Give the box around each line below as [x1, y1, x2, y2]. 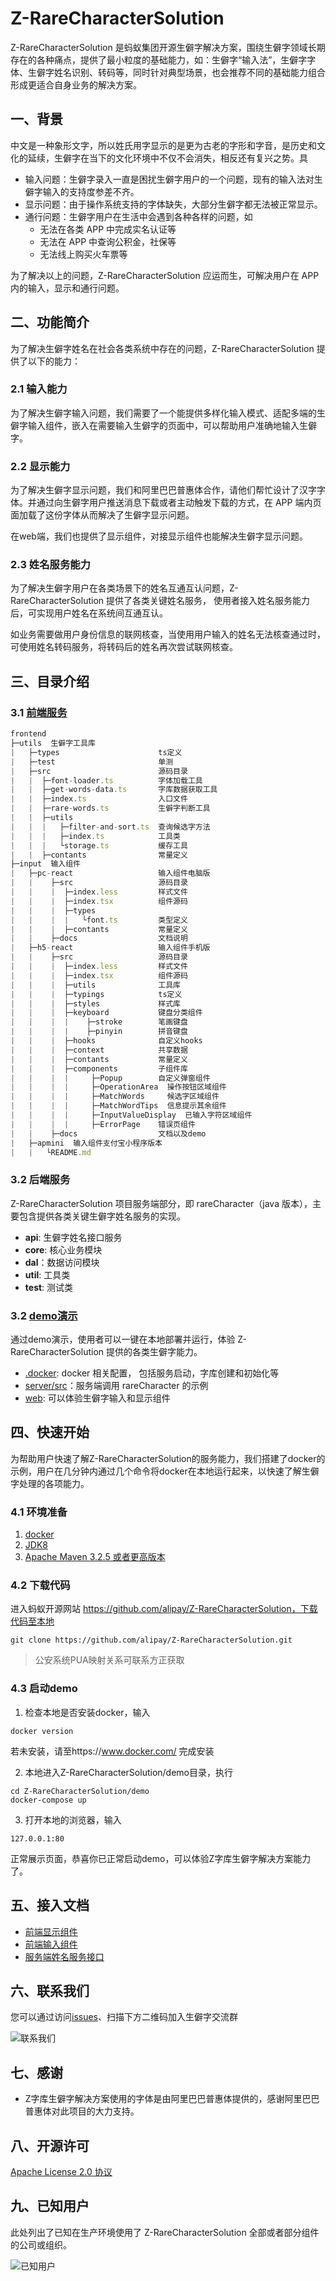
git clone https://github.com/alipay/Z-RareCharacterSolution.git [10, 1635, 293, 1646]
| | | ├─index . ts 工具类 [10, 831, 181, 841]
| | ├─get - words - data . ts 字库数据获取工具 [10, 785, 218, 795]
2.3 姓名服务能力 [10, 558, 91, 572]
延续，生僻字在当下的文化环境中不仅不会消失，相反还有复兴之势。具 [27, 152, 308, 164]
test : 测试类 [24, 1281, 74, 1293]
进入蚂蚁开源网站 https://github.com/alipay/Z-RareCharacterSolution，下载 [10, 1603, 318, 1615]
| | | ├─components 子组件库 [10, 1063, 188, 1074]
